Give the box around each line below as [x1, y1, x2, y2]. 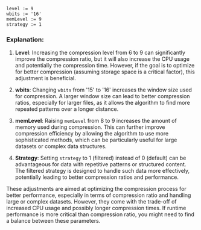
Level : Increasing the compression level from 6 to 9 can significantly [14, 49, 186, 57]
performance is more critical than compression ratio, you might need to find [6, 211, 195, 218]
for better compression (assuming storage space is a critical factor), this [14, 68, 195, 75]
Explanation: [6, 35, 44, 43]
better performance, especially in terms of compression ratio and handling [6, 191, 191, 199]
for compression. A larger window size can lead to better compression [14, 93, 190, 100]
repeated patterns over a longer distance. [14, 105, 119, 113]
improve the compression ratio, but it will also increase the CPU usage [14, 55, 190, 63]
